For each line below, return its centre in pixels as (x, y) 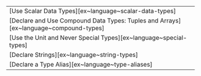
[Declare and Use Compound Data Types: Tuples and (84, 20)
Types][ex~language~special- (144, 38)
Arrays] (170, 20)
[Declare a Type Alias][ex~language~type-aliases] (81, 64)
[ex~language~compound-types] (57, 28)
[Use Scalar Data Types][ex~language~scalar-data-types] (93, 11)
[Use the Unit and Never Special (54, 38)
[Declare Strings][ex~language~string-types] (74, 55)
